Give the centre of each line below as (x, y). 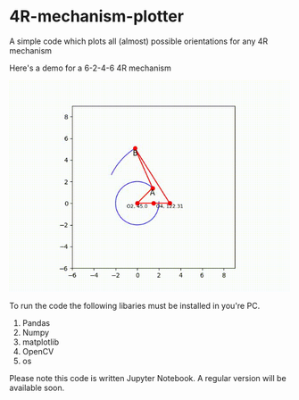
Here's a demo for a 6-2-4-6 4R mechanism (90, 68)
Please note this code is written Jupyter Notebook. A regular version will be (148, 378)
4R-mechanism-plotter (97, 17)
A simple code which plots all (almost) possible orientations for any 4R (139, 41)
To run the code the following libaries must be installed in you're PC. (135, 305)
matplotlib (41, 342)
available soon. (37, 387)
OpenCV (38, 351)
